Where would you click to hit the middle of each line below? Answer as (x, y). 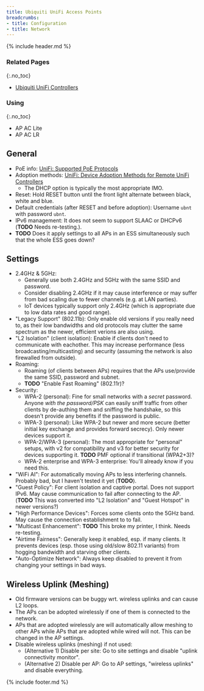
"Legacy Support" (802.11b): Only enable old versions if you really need (104, 319)
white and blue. (34, 201)
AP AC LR (27, 134)
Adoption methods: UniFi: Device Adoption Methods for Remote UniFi (102, 175)
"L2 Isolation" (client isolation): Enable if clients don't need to (92, 338)
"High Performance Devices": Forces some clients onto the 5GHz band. (105, 514)
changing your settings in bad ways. (61, 565)
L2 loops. (27, 606)
